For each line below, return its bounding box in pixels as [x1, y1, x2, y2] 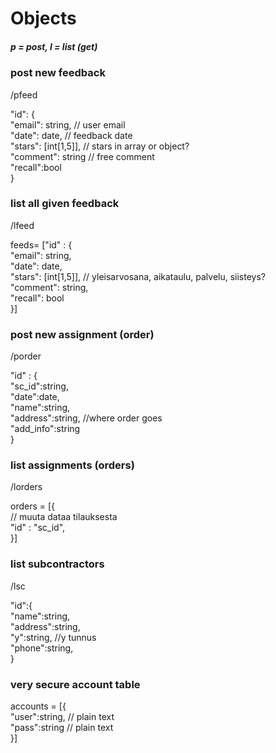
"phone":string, [10, 642, 74, 654]
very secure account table [10, 677, 141, 691]
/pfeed [10, 88, 38, 101]
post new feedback [10, 66, 106, 80]
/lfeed [10, 219, 35, 231]
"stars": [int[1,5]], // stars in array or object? [10, 140, 190, 152]
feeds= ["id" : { [10, 238, 73, 251]
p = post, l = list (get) [10, 40, 98, 52]
